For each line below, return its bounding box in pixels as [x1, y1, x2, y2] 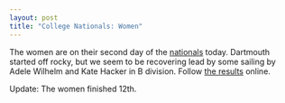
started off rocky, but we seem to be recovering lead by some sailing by [9, 56, 277, 67]
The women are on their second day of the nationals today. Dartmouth [9, 46, 271, 57]
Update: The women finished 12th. [9, 83, 137, 94]
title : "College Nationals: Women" [9, 22, 143, 31]
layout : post [9, 13, 59, 23]
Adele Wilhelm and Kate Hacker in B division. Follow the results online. [9, 65, 271, 77]
